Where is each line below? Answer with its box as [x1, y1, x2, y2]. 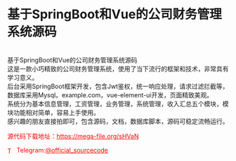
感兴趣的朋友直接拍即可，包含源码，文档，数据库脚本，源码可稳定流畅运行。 [7, 117, 229, 125]
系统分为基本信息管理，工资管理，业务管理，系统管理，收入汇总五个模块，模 [7, 99, 229, 108]
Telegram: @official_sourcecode [16, 146, 109, 154]
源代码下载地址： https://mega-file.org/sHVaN [7, 132, 139, 140]
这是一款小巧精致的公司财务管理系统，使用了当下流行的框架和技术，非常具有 [7, 64, 229, 73]
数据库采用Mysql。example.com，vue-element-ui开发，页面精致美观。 [7, 90, 213, 99]
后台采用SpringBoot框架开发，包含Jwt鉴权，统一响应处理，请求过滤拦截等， [7, 82, 229, 90]
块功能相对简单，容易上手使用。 [7, 108, 100, 116]
